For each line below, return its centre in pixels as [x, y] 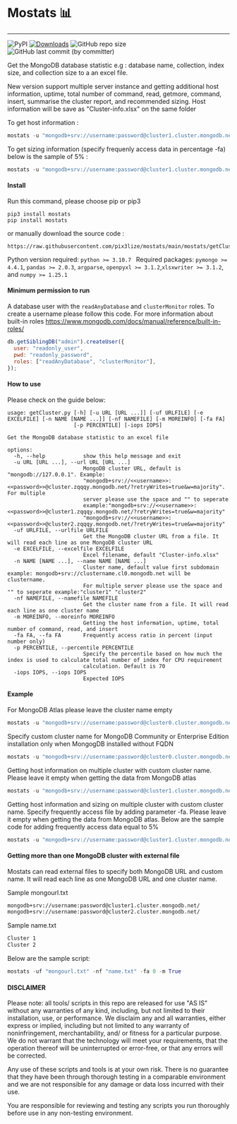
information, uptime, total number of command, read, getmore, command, [115, 94]
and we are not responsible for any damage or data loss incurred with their [116, 1084]
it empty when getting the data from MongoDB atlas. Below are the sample [116, 819]
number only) [26, 641]
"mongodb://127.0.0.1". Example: [56, 474]
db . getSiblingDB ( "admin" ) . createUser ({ [66, 342]
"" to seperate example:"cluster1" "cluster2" [77, 592]
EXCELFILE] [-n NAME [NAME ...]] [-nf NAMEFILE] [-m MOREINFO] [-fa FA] [116, 419]
